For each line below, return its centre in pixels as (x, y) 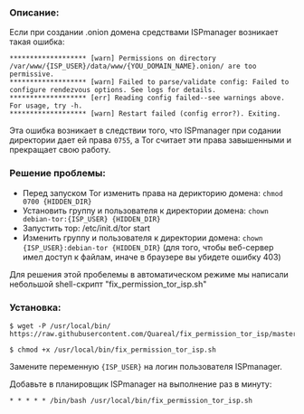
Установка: (35, 307)
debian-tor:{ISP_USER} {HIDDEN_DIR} (91, 219)
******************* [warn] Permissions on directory (113, 59)
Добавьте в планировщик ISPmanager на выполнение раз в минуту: (141, 384)
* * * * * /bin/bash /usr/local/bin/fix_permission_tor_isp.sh (131, 400)
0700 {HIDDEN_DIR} (57, 202)
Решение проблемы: (57, 174)
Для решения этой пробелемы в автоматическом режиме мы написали (149, 274)
